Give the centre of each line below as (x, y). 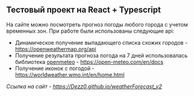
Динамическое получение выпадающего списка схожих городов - (101, 42)
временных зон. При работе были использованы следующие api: (90, 31)
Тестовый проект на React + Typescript (84, 10)
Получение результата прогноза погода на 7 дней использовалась (101, 55)
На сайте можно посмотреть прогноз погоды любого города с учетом (97, 24)
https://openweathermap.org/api (55, 49)
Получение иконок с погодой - (55, 68)
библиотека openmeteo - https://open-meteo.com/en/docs (89, 62)
